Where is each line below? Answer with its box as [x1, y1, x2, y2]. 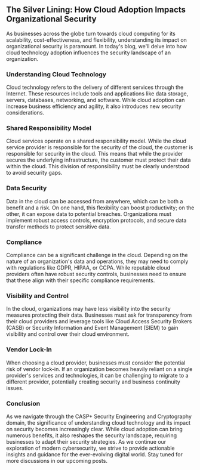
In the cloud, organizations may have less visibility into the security [6, 305, 171, 313]
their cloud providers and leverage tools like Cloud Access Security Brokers [6, 318, 192, 325]
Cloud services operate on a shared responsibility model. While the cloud [6, 137, 187, 145]
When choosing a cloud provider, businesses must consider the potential [6, 359, 186, 366]
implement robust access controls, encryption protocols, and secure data [6, 217, 187, 224]
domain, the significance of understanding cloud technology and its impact [6, 419, 191, 426]
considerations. [6, 109, 45, 116]
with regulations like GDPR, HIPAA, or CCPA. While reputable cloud [6, 264, 171, 271]
